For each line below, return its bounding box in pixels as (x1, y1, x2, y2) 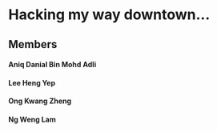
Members (8, 38, 58, 51)
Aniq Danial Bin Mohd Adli (8, 60, 97, 70)
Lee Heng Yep (8, 78, 56, 87)
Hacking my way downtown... (8, 6, 211, 24)
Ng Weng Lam (8, 114, 56, 124)
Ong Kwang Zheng (8, 96, 72, 106)
